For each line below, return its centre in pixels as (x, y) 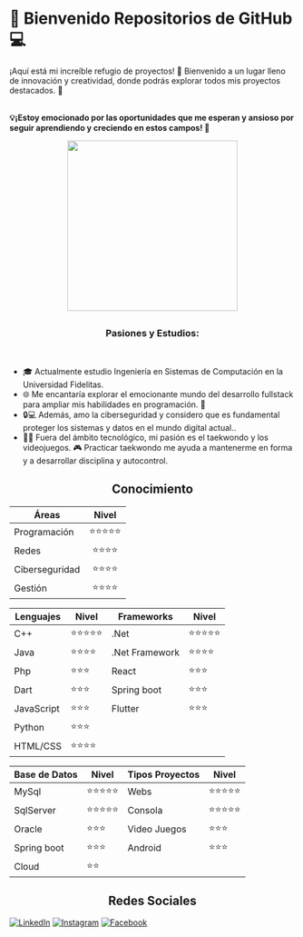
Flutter (126, 709)
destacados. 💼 (36, 90)
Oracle (28, 829)
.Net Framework (146, 653)
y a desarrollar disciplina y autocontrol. (95, 460)
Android (144, 848)
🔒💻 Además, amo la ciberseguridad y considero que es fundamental (151, 414)
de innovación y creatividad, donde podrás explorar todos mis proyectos (145, 80)
